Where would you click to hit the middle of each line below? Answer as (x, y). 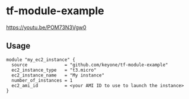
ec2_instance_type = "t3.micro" (54, 70)
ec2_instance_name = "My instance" (58, 75)
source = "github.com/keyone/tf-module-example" (90, 65)
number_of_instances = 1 (42, 80)
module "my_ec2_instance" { (41, 60)
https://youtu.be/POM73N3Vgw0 (47, 27)
